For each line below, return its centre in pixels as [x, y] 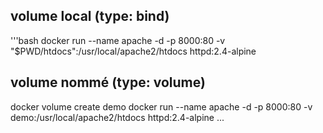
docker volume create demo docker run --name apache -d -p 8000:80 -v [161, 106]
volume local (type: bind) [90, 16]
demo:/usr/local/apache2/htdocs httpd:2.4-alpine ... [117, 117]
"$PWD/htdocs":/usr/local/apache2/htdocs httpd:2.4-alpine [133, 51]
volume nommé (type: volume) [108, 82]
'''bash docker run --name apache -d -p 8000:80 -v [118, 40]
